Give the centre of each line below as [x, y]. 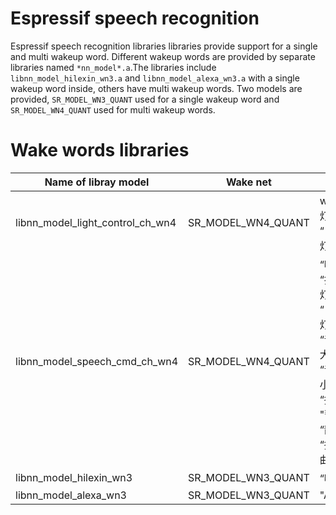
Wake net [248, 182]
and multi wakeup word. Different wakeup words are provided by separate [163, 56]
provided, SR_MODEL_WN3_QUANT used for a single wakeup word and [145, 99]
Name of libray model [97, 182]
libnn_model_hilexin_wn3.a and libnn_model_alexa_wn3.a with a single [155, 78]
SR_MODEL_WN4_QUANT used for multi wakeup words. [113, 109]
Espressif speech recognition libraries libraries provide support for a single [164, 46]
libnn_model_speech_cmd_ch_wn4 [97, 361]
